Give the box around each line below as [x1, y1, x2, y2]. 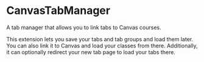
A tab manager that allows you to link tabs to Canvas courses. [6, 24, 161, 31]
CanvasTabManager [6, 4, 111, 18]
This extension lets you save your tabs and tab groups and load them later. [6, 35, 194, 43]
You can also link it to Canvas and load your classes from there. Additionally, [6, 42, 198, 49]
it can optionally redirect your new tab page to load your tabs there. [6, 48, 175, 55]
